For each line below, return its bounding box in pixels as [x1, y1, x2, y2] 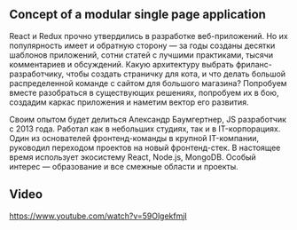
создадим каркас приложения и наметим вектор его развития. [9, 97, 250, 107]
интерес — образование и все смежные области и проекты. [9, 161, 239, 171]
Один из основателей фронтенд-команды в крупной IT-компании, [9, 132, 260, 143]
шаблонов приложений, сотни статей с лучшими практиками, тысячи [9, 49, 273, 60]
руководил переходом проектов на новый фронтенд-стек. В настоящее [9, 142, 281, 153]
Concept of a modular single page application [9, 7, 266, 22]
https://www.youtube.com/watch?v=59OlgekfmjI [9, 210, 188, 221]
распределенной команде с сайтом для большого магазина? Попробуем [9, 77, 287, 88]
